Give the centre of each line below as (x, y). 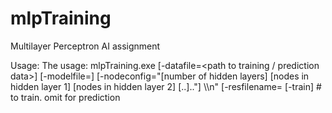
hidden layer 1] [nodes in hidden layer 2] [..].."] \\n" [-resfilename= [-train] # (166, 86)
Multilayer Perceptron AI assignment (85, 46)
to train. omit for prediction (65, 97)
